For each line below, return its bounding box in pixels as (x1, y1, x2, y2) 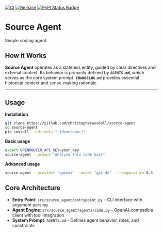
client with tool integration (12, 212, 65, 218)
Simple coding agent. (5, 37, 48, 43)
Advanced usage (5, 161, 40, 167)
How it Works (5, 51, 47, 60)
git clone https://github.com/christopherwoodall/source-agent (5, 121, 136, 125)
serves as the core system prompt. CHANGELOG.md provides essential (5, 75, 140, 80)
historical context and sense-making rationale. (5, 80, 98, 86)
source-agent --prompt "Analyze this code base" (5, 153, 105, 157)
